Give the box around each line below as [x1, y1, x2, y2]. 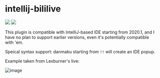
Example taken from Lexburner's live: [5, 58, 80, 64]
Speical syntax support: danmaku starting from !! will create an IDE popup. [5, 49, 156, 54]
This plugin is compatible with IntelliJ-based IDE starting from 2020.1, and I [5, 29, 155, 35]
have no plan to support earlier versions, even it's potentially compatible [5, 34, 149, 40]
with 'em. [5, 39, 24, 45]
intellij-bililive [5, 3, 61, 14]
